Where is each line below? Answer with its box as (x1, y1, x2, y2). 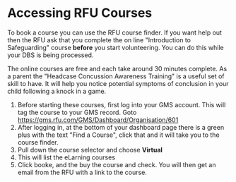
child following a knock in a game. (7, 87, 107, 95)
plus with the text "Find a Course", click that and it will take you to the (17, 131, 220, 139)
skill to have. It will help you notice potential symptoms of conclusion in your (7, 79, 229, 87)
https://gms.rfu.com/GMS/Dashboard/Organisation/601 (17, 115, 179, 124)
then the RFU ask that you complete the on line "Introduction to (7, 35, 191, 44)
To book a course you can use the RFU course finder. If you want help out (7, 28, 223, 37)
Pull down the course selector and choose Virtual (17, 145, 163, 154)
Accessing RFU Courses (7, 5, 153, 21)
